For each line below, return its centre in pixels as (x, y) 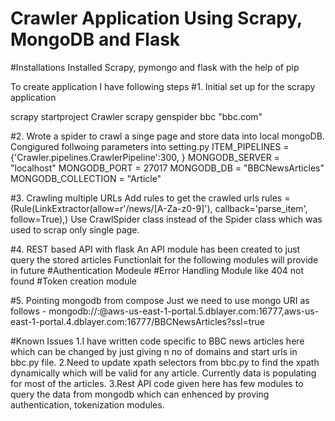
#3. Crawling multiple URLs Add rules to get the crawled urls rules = (150, 198)
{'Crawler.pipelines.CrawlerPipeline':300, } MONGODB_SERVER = (145, 157)
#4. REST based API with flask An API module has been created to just (155, 249)
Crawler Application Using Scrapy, (156, 18)
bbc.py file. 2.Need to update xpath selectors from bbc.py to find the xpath (165, 362)
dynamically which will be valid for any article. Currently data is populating (163, 373)
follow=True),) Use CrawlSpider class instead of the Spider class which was (166, 219)
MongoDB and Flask (95, 39)
